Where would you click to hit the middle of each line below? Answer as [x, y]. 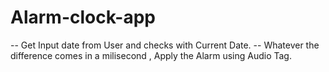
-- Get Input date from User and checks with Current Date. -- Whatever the [165, 45]
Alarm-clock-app [83, 17]
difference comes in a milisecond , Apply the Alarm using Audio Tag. [151, 55]
